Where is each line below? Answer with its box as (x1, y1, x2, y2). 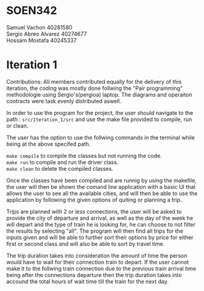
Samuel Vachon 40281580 (6, 24, 73, 31)
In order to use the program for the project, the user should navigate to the (6, 109, 194, 116)
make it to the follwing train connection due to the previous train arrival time (6, 265, 197, 272)
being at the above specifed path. (6, 140, 91, 148)
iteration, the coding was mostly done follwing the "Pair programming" (6, 84, 183, 92)
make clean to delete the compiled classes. (6, 165, 114, 172)
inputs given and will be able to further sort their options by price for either (6, 233, 194, 241)
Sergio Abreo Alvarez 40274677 (6, 30, 87, 37)
